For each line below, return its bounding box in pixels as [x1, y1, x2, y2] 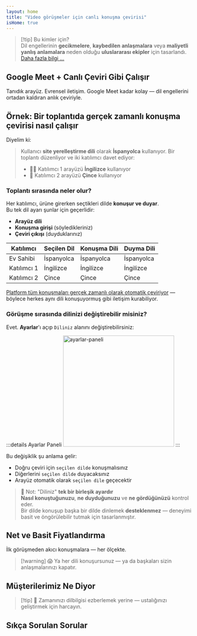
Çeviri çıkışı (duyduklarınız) [14, 231, 83, 238]
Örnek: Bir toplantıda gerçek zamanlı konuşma [6, 111, 180, 122]
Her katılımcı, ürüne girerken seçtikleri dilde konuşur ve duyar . [6, 200, 159, 207]
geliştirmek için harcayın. [20, 603, 82, 611]
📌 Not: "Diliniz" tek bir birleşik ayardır [20, 488, 114, 495]
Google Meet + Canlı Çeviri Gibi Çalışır [6, 72, 150, 82]
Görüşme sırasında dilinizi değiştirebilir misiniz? [6, 310, 147, 318]
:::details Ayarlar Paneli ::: [6, 441, 180, 448]
